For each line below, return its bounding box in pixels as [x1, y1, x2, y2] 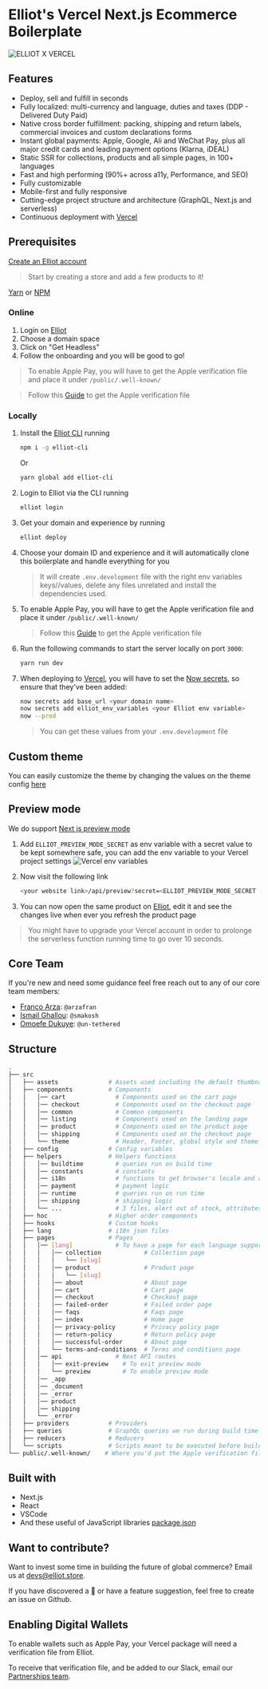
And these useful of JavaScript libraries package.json [19, 1518, 197, 1528]
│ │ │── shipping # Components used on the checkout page [8, 1130, 251, 1138]
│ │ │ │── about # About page [8, 1279, 187, 1287]
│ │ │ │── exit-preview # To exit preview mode [8, 1360, 202, 1368]
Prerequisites [8, 235, 77, 249]
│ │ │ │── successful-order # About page [8, 1338, 187, 1346]
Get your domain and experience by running [19, 517, 165, 528]
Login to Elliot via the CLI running [19, 488, 129, 497]
